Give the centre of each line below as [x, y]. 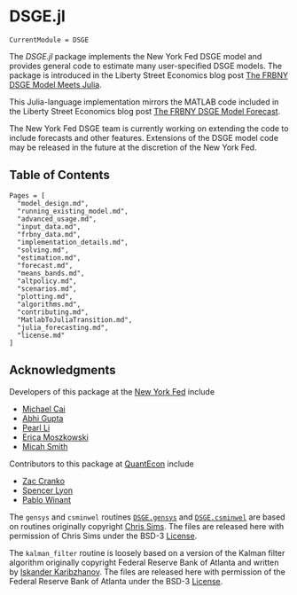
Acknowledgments [63, 370]
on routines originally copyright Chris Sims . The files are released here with [147, 526]
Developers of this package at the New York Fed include [112, 391]
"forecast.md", [45, 265]
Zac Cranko [43, 481]
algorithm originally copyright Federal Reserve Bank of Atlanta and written [144, 562]
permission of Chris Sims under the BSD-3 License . [103, 536]
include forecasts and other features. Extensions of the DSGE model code [144, 137]
